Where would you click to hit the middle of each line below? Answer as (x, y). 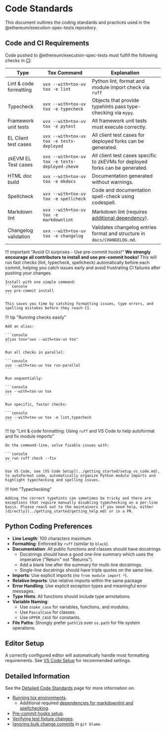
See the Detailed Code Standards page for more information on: (70, 688)
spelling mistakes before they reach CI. (48, 308)
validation (19, 236)
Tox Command (65, 72)
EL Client (18, 138)
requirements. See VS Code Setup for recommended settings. (68, 661)
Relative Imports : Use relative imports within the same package (77, 580)
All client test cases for (118, 135)
